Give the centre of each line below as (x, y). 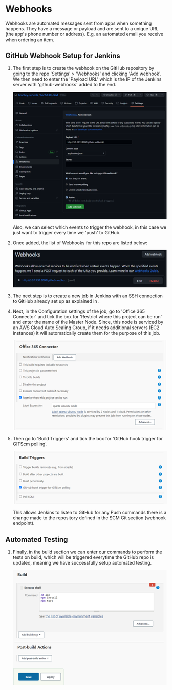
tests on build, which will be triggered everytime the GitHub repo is (83, 557)
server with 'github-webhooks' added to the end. (64, 84)
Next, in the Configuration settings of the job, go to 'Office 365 (79, 311)
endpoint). (24, 523)
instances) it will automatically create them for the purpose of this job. (86, 333)
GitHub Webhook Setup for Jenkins (63, 56)
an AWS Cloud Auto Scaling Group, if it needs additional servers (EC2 (86, 328)
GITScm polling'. (30, 444)
